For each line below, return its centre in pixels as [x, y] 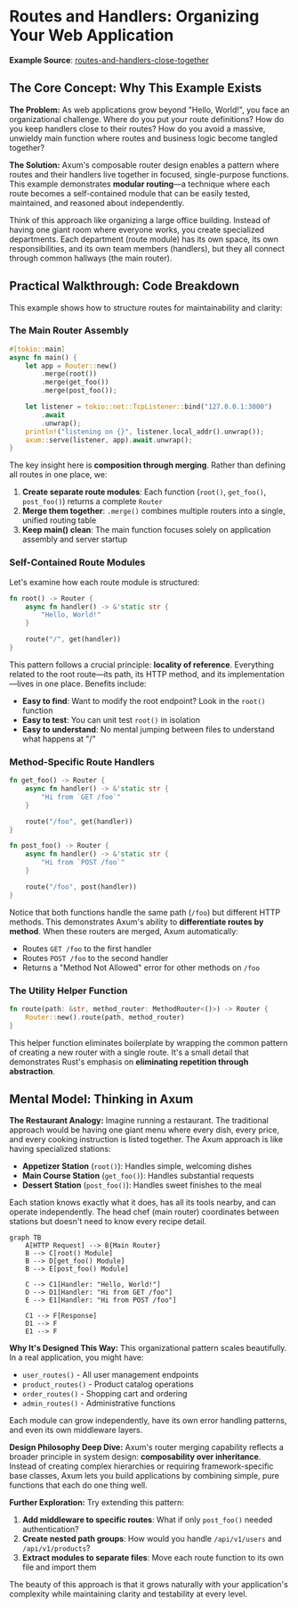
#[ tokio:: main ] [37, 349]
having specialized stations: [60, 1149]
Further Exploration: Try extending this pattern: [97, 1503]
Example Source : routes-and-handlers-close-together [109, 60]
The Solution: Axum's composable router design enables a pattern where [145, 165]
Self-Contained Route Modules [77, 562]
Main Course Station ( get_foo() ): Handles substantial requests [138, 1176]
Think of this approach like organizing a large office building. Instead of [140, 220]
